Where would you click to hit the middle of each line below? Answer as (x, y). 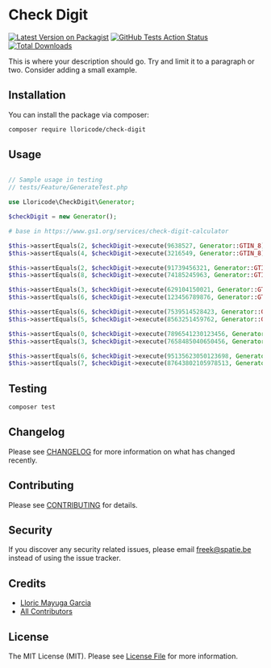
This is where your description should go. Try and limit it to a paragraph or (132, 61)
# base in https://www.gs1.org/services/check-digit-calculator (119, 231)
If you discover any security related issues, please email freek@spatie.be (130, 550)
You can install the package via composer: (79, 114)
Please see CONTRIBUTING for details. (73, 504)
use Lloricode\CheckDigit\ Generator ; (72, 202)
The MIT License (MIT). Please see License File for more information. (123, 656)
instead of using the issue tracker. (65, 558)
